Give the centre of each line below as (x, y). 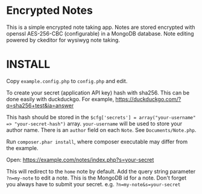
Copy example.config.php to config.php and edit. (67, 81)
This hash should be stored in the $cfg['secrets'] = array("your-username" (101, 117)
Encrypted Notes (50, 11)
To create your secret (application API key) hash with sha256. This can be (98, 92)
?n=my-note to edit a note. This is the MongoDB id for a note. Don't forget (96, 178)
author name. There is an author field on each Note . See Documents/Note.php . (101, 130)
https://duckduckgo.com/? (148, 99)
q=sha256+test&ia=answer (40, 105)
